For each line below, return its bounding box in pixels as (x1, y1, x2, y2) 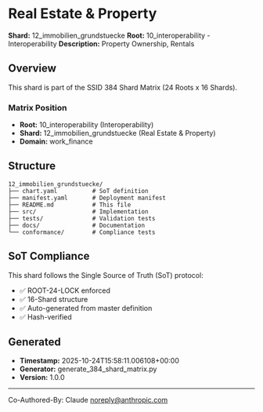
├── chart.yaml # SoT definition (8, 187, 149, 195)
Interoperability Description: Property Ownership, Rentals (8, 38, 195, 48)
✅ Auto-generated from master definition (19, 303, 153, 312)
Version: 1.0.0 (19, 373, 65, 382)
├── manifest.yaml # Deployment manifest (8, 194, 167, 202)
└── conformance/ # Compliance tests (8, 228, 156, 236)
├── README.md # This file (8, 201, 131, 209)
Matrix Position (8, 102, 67, 113)
